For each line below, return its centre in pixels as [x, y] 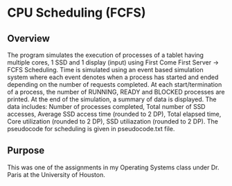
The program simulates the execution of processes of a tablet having [106, 55]
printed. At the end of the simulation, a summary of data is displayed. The [112, 99]
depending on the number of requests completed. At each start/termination [115, 84]
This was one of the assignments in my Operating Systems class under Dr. [113, 167]
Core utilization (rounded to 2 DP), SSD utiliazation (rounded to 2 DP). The [113, 121]
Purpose [26, 151]
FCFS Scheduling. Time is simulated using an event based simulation [105, 70]
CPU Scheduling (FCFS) [77, 13]
